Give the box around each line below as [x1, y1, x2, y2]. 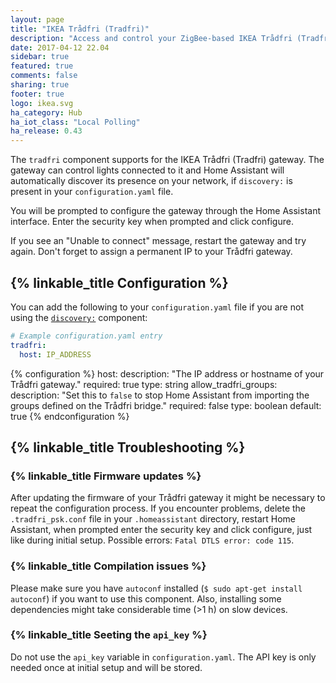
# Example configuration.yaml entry [10, 331, 163, 341]
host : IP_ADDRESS [19, 349, 92, 360]
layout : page [10, 14, 65, 25]
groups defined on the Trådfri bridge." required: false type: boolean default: [10, 399, 322, 411]
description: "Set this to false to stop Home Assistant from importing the [10, 389, 310, 401]
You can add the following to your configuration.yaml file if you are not [10, 301, 304, 313]
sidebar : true [10, 52, 70, 62]
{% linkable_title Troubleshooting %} [10, 439, 246, 456]
